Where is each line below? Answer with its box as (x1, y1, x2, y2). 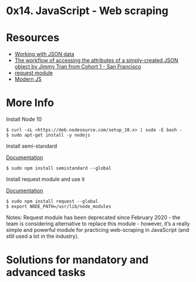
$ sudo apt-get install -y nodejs (6, 132, 91, 138)
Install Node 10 (6, 116, 42, 123)
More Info (6, 96, 55, 110)
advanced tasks (6, 266, 86, 279)
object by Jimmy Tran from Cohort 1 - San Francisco (14, 63, 141, 70)
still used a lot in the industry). (6, 233, 79, 240)
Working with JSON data (14, 51, 75, 58)
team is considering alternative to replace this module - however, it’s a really (6, 220, 190, 227)
